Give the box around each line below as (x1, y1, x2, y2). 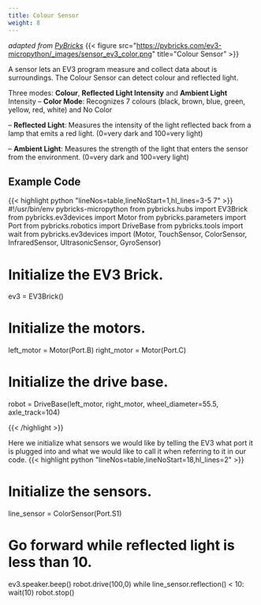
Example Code (8, 175, 81, 188)
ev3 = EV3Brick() (8, 291, 65, 301)
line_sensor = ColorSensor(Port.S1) (8, 509, 122, 518)
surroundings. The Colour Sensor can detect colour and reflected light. (8, 73, 239, 82)
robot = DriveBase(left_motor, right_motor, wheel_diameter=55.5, (8, 400, 219, 409)
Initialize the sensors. (8, 483, 152, 501)
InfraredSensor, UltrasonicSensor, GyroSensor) (8, 238, 162, 247)
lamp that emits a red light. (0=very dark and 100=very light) (8, 128, 203, 138)
